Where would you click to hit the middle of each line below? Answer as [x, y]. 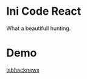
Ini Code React [44, 11]
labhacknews [23, 70]
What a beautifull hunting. [39, 28]
